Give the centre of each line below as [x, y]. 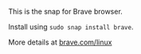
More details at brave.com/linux [60, 42]
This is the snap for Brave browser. [66, 12]
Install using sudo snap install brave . [71, 27]
